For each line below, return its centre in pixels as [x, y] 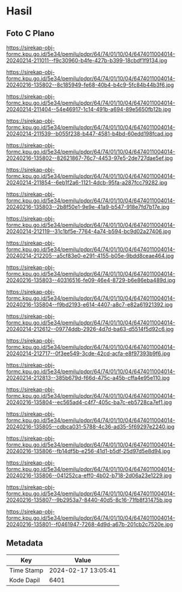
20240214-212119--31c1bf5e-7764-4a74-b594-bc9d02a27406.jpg [89, 231]
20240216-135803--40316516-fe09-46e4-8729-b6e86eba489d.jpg [91, 280]
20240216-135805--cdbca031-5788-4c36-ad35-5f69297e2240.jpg [90, 427]
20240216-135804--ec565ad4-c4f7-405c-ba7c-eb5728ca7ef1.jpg [89, 402]
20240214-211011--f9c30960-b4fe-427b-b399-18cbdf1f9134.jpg [87, 60]
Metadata [25, 543]
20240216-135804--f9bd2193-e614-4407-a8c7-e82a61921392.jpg [89, 304]
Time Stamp [26, 570]
